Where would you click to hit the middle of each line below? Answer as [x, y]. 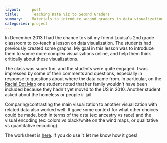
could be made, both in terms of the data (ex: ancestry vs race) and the [78, 115]
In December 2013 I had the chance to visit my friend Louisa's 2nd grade [80, 38]
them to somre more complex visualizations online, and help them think [78, 54]
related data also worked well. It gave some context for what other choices [82, 110]
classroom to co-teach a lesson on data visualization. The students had [78, 43]
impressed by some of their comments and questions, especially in [74, 74]
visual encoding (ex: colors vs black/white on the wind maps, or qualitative [82, 120]
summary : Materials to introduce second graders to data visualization [84, 19]
